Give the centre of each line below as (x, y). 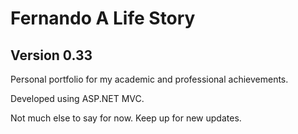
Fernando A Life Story (103, 18)
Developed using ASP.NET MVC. (77, 98)
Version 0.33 (51, 55)
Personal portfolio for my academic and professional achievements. (149, 79)
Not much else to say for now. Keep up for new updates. (126, 118)
